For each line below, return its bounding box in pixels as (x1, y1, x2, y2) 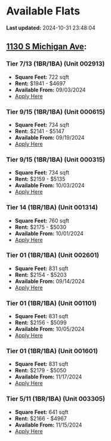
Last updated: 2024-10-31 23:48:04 (6, 24, 95, 31)
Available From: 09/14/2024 (14, 277, 85, 285)
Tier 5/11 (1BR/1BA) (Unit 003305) (6, 395, 106, 403)
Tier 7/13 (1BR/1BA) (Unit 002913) (6, 60, 105, 68)
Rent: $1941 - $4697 (14, 79, 66, 87)
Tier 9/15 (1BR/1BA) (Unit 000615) (6, 107, 106, 116)
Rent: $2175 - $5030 (14, 223, 67, 230)
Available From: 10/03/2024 (14, 182, 85, 189)
